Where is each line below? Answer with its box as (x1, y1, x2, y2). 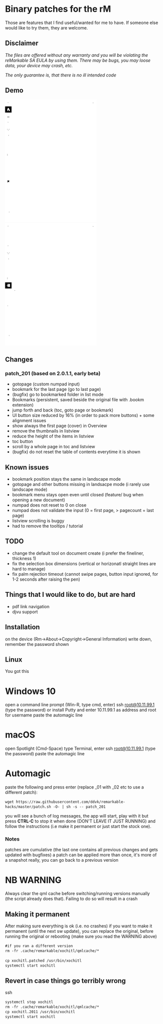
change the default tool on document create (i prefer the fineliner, (12, 550, 144, 556)
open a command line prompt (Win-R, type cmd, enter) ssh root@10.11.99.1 (5, 702, 155, 708)
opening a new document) (12, 497, 65, 503)
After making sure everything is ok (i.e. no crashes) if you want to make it (5, 923, 152, 929)
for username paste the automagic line (5, 712, 83, 718)
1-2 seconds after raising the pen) (12, 576, 81, 582)
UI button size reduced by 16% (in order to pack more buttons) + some (12, 412, 155, 418)
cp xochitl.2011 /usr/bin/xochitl (5, 1009, 76, 1014)
